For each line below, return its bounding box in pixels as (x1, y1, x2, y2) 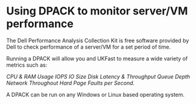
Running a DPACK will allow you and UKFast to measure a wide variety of (6, 55, 188, 62)
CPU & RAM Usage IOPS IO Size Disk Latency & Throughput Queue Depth (6, 73, 191, 80)
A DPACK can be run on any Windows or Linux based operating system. (6, 91, 185, 98)
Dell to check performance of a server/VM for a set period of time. (6, 43, 171, 50)
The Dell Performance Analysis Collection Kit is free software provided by (6, 37, 189, 44)
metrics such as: (6, 61, 48, 69)
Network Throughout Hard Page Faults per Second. (6, 79, 135, 87)
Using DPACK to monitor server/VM (6, 4, 188, 18)
